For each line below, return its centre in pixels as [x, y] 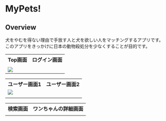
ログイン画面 [47, 60]
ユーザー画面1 [25, 84]
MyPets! [23, 9]
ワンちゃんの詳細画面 [58, 109]
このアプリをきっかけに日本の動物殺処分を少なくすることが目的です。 [78, 46]
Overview [21, 27]
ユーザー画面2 [63, 84]
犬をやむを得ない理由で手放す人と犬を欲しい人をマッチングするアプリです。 [84, 40]
